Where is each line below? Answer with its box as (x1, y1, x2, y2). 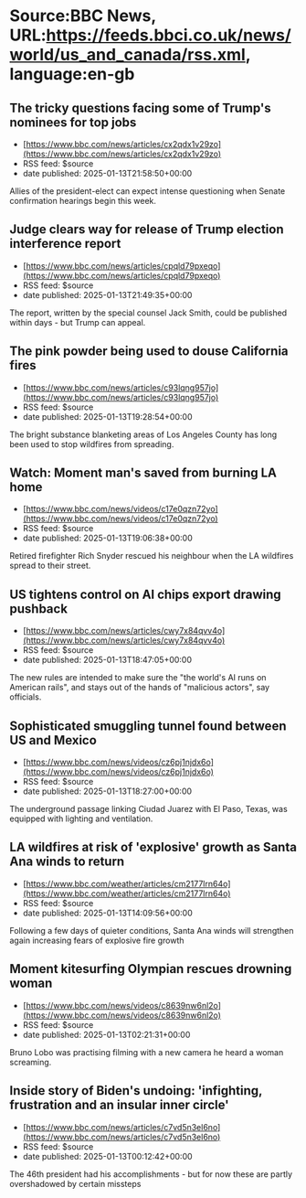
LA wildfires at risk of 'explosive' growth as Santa (9, 840, 297, 855)
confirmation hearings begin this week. (9, 196, 157, 206)
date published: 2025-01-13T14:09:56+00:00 (22, 907, 194, 918)
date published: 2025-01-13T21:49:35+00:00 (22, 289, 193, 300)
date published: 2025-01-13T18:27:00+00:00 (22, 786, 193, 797)
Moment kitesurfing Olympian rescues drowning (9, 961, 292, 977)
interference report (9, 236, 121, 251)
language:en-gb (9, 64, 135, 85)
